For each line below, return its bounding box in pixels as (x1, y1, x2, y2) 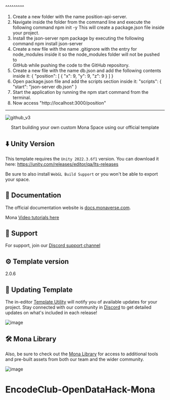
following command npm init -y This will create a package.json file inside (12, 24, 164, 30)
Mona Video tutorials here (5, 214, 59, 220)
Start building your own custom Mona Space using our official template (11, 124, 159, 130)
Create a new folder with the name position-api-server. (12, 14, 127, 19)
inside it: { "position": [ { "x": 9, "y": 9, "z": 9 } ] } (12, 73, 114, 79)
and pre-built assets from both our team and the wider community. (5, 356, 144, 362)
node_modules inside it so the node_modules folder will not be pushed (12, 51, 160, 57)
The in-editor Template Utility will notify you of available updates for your (5, 299, 158, 305)
